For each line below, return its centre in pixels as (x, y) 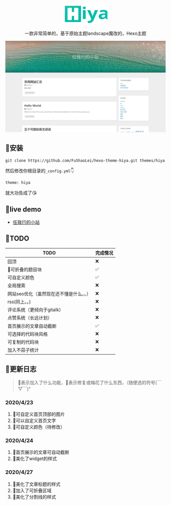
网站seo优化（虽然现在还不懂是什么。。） (49, 293)
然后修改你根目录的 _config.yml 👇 (40, 171)
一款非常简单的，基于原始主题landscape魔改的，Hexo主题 (85, 33)
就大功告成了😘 (21, 193)
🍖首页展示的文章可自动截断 (41, 452)
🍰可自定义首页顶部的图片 (39, 414)
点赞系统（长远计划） (30, 318)
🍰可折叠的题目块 (25, 269)
